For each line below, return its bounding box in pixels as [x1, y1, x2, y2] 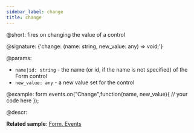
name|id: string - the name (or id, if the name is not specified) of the [15, 66, 188, 73]
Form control [15, 72, 47, 79]
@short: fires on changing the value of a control [6, 31, 126, 38]
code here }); [6, 97, 39, 104]
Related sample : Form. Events [6, 120, 82, 127]
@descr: [6, 108, 27, 116]
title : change [6, 14, 42, 20]
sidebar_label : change [6, 8, 63, 15]
